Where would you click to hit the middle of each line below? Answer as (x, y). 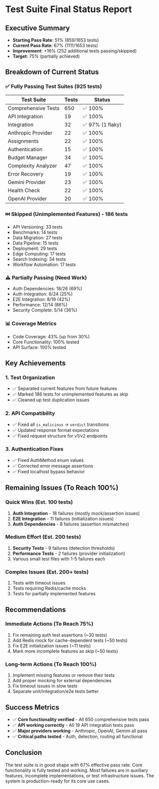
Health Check (24, 190)
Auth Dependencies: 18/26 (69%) (47, 289)
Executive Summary (38, 28)
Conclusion (24, 753)
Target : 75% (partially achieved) (46, 56)
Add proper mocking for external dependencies (62, 681)
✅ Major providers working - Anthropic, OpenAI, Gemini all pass (80, 731)
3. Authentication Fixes (34, 449)
